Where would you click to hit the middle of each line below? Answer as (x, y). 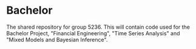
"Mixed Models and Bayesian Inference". (57, 39)
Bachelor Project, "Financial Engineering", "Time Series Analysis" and (93, 33)
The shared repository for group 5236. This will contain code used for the (98, 27)
